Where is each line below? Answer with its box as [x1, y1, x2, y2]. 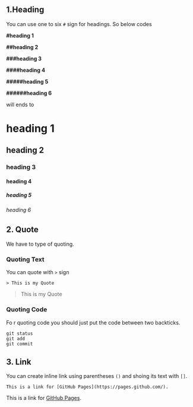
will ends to [6, 101, 34, 108]
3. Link [6, 357, 31, 367]
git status [6, 330, 33, 336]
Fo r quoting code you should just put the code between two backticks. [6, 319, 181, 326]
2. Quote [6, 225, 39, 235]
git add [6, 335, 26, 342]
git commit [6, 341, 33, 346]
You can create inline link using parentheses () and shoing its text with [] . [6, 373, 188, 380]
